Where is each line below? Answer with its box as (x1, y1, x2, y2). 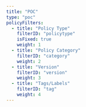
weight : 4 (17, 92, 42, 97)
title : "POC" (6, 8, 39, 15)
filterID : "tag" (17, 86, 58, 92)
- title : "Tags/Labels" (11, 81, 70, 87)
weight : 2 (17, 58, 42, 64)
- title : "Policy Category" (11, 48, 81, 53)
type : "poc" (6, 14, 36, 20)
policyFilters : (6, 20, 44, 26)
